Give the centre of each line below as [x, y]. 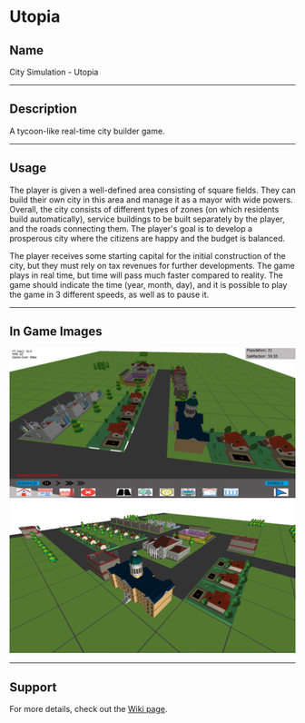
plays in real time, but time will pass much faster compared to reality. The [146, 275]
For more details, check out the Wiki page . [89, 709]
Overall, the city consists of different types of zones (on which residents [144, 209]
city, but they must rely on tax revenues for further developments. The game [152, 265]
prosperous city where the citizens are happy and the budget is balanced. [148, 238]
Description [43, 109]
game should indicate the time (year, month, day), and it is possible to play [148, 284]
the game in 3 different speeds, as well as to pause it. [109, 294]
